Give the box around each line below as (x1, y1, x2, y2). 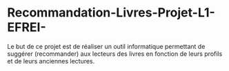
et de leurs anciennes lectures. (7, 57, 95, 65)
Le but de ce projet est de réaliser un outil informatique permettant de (7, 42, 206, 50)
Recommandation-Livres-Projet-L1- (7, 5, 215, 21)
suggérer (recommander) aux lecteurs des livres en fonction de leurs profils (7, 50, 223, 58)
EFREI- (7, 19, 46, 35)
